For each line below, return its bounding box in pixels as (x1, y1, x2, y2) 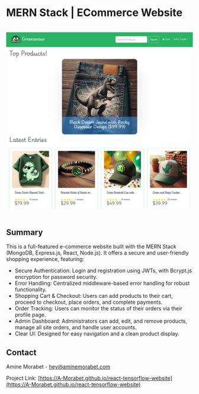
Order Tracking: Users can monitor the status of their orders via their (14, 305, 182, 312)
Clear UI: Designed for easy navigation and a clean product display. (14, 330, 179, 338)
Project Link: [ (6, 374, 40, 382)
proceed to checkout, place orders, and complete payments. (14, 298, 163, 306)
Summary (6, 227, 43, 237)
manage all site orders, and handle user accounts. (14, 324, 137, 331)
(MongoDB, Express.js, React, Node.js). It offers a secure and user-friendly (6, 249, 189, 256)
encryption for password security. (14, 274, 98, 281)
